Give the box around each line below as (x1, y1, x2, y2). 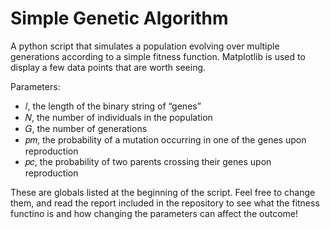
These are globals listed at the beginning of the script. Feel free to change (10, 186, 316, 198)
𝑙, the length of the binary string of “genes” (24, 100, 202, 112)
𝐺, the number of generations (24, 122, 148, 134)
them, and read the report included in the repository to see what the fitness (10, 197, 320, 209)
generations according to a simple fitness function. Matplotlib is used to (10, 50, 306, 62)
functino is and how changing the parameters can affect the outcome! (10, 207, 299, 219)
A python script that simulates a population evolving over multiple (10, 40, 280, 52)
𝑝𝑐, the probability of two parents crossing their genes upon (24, 155, 272, 167)
